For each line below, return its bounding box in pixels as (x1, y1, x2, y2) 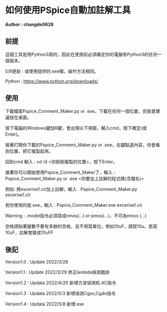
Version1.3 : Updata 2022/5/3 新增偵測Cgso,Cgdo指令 (5, 291, 116, 297)
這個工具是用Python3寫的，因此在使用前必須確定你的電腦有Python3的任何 (5, 51, 158, 57)
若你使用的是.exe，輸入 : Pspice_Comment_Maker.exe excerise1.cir (5, 202, 143, 208)
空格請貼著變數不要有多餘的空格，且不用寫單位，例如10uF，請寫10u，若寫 (5, 223, 158, 229)
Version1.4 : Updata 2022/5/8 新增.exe (5, 301, 84, 307)
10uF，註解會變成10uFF (5, 229, 54, 235)
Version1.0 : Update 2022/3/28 (5, 259, 68, 265)
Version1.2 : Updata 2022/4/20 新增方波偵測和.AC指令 (5, 280, 116, 286)
